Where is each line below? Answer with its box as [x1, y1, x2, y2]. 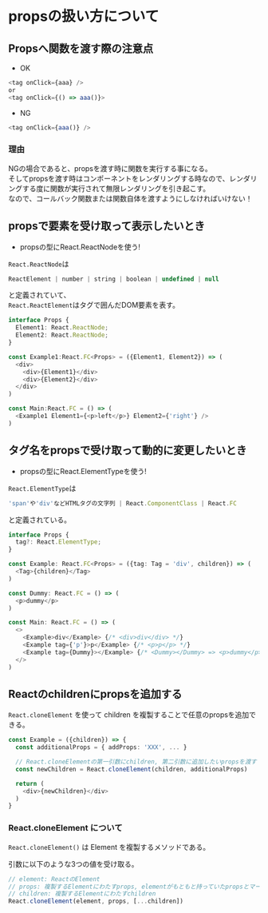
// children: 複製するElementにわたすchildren [8, 890, 156, 898]
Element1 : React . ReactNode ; [15, 324, 109, 332]
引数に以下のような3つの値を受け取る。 [8, 859, 139, 868]
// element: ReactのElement [8, 875, 100, 883]
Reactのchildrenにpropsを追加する [8, 687, 183, 700]
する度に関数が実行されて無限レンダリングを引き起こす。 [22, 183, 210, 193]
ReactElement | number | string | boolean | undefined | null [8, 275, 219, 283]
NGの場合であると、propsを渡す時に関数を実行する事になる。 [8, 163, 213, 173]
